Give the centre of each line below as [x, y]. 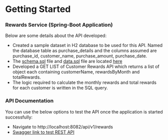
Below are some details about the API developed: [56, 35]
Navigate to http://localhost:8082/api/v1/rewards [63, 126]
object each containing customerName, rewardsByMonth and [76, 72]
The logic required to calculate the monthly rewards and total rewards [85, 82]
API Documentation [30, 101]
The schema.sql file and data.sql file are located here [67, 61]
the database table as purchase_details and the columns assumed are [85, 50]
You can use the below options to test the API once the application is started [84, 111]
